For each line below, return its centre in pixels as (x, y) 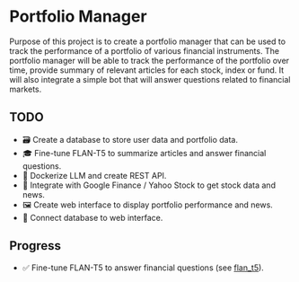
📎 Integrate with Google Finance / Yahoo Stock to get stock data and (149, 185)
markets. (26, 89)
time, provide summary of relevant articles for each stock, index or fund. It (147, 70)
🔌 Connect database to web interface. (92, 217)
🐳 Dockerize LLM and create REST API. (94, 175)
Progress (35, 246)
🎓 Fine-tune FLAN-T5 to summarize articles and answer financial (144, 153)
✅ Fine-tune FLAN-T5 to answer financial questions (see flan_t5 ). (143, 268)
